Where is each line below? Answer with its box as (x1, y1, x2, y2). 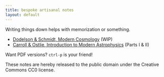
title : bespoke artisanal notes (5, 7, 74, 13)
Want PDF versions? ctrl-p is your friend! (5, 52, 93, 58)
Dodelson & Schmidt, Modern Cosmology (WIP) (12, 36, 113, 42)
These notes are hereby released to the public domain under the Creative (5, 61, 159, 67)
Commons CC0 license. (5, 67, 55, 73)
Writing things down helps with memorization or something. (5, 26, 131, 32)
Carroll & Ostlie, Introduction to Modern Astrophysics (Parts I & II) (12, 41, 149, 47)
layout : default (5, 12, 40, 17)
